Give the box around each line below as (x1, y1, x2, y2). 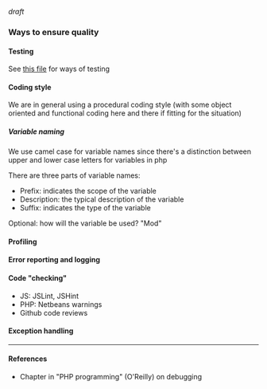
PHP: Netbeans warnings (19, 299, 103, 309)
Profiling (8, 237, 37, 246)
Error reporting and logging (8, 255, 101, 265)
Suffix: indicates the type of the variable (19, 203, 151, 213)
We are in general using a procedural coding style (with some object (8, 100, 232, 110)
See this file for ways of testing (8, 64, 110, 74)
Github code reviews (19, 308, 88, 317)
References (8, 354, 48, 363)
